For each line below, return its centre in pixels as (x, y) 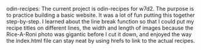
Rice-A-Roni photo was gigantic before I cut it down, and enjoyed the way (99, 34)
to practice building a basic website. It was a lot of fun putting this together (101, 15)
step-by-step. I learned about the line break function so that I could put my (100, 21)
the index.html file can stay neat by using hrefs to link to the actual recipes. (101, 41)
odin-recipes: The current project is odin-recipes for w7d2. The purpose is (100, 9)
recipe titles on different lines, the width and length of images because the (100, 28)
